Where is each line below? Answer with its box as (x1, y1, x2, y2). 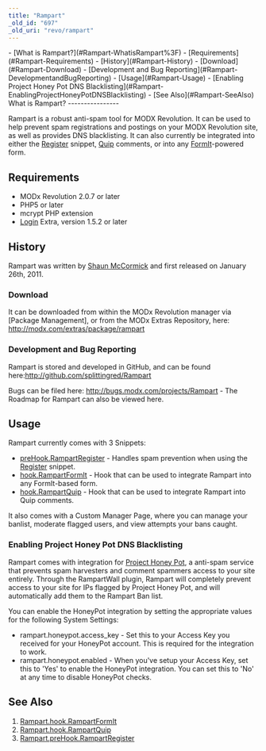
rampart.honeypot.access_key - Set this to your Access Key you (19, 630, 230, 639)
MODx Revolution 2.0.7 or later (19, 192, 121, 201)
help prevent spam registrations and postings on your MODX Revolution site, (8, 122, 258, 132)
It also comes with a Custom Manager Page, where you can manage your (8, 511, 249, 520)
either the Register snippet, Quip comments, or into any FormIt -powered (8, 140, 245, 149)
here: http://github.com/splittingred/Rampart (8, 370, 152, 380)
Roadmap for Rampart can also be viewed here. (8, 394, 164, 404)
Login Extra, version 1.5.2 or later (19, 217, 128, 227)
